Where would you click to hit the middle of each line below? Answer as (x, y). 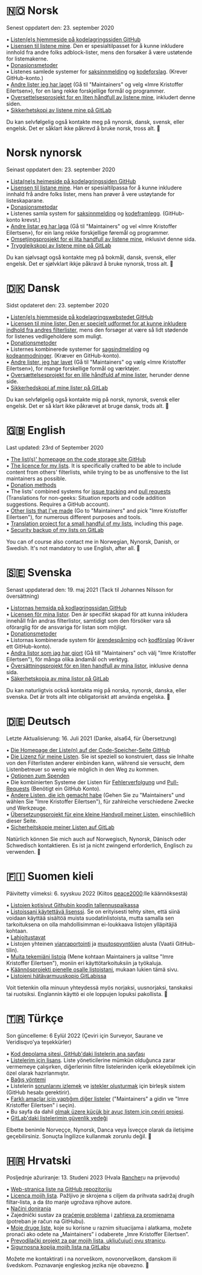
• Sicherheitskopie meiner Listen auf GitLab (60, 827)
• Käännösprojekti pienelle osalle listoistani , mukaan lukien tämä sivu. (93, 969)
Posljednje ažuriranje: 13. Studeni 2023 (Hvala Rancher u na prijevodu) (93, 1178)
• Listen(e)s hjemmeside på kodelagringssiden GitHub (74, 39)
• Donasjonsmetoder (32, 65)
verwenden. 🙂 (24, 851)
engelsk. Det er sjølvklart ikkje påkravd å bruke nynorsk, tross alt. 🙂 (90, 263)
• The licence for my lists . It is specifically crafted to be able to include (94, 465)
